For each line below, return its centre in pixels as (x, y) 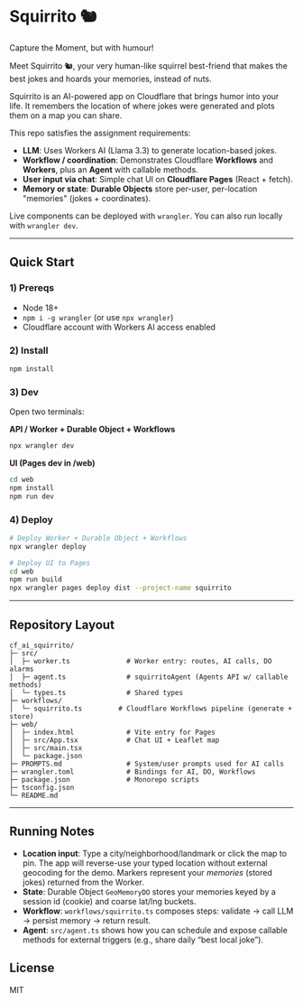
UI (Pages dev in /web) (52, 463)
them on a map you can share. (66, 115)
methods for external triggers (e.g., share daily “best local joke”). (143, 940)
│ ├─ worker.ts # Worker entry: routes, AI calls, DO (141, 661)
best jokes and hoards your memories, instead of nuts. (110, 79)
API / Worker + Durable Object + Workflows (92, 430)
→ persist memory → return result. (87, 920)
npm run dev (32, 496)
